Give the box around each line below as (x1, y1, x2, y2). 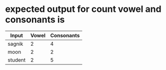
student (7, 56, 26, 63)
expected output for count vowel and (5, 3, 162, 15)
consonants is (5, 14, 65, 25)
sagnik (7, 40, 23, 47)
